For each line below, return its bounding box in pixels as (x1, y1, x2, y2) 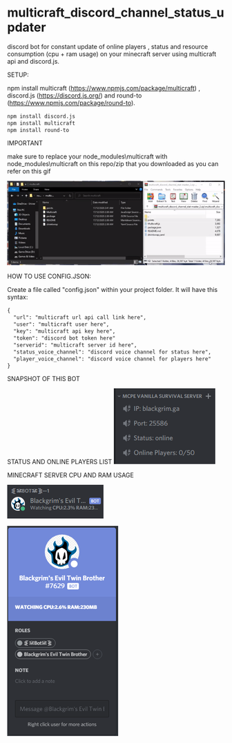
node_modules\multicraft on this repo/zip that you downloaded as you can (7, 159, 219, 167)
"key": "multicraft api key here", (13, 327, 116, 335)
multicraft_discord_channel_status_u (7, 5, 224, 21)
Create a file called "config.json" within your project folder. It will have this (7, 285, 218, 293)
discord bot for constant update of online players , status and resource (7, 42, 209, 51)
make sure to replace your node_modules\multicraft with (7, 152, 168, 160)
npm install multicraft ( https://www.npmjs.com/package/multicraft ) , (7, 84, 200, 92)
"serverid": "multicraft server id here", (13, 341, 137, 349)
